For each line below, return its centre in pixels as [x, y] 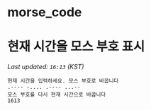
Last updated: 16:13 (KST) [46, 67]
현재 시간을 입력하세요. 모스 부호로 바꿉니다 [63, 81]
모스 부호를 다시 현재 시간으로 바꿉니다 [57, 95]
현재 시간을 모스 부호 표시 [76, 47]
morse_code [45, 12]
